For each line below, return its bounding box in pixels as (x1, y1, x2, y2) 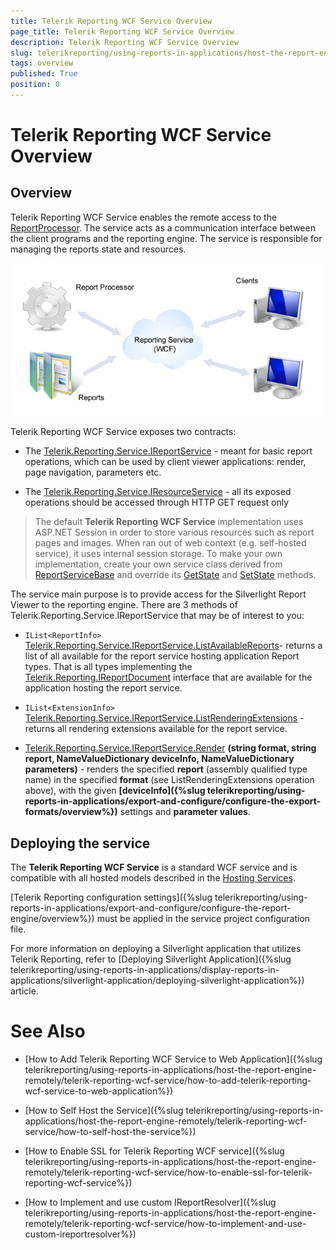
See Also (10, 1020, 86, 1043)
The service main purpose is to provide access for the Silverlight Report (10, 588, 307, 600)
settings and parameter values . (119, 806, 251, 818)
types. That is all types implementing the (24, 661, 193, 673)
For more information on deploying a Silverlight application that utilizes (10, 943, 302, 955)
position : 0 (10, 80, 60, 90)
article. (10, 985, 39, 997)
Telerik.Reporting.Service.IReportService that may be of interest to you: (10, 610, 305, 622)
